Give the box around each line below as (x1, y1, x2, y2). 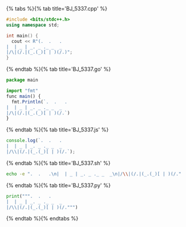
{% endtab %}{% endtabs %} (6, 215, 79, 222)
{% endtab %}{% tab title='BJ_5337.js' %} (6, 126, 109, 133)
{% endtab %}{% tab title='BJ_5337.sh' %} (6, 159, 111, 166)
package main (6, 77, 39, 83)
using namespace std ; (6, 22, 60, 28)
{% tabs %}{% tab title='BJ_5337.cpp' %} (6, 5, 108, 12)
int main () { (6, 33, 39, 39)
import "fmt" (6, 88, 39, 94)
